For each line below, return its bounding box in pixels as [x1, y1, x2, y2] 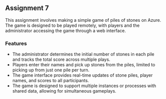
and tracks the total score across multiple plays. [12, 56, 111, 62]
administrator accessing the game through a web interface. [5, 27, 126, 34]
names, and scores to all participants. [12, 78, 89, 84]
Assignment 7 [5, 4, 49, 12]
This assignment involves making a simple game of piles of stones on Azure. [5, 17, 162, 23]
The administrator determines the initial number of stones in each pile [12, 51, 155, 57]
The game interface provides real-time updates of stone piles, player [12, 72, 153, 78]
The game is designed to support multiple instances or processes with [12, 83, 157, 89]
